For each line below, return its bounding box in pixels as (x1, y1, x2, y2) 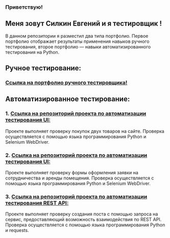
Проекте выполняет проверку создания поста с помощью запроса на (5, 211, 158, 217)
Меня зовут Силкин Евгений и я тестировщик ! (5, 19, 162, 28)
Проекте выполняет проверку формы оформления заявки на (5, 170, 139, 176)
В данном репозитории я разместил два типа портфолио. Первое (5, 33, 149, 39)
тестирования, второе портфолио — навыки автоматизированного (5, 43, 151, 49)
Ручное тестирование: (5, 64, 82, 72)
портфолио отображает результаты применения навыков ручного (5, 38, 150, 44)
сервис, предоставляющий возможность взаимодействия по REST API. (5, 217, 162, 223)
